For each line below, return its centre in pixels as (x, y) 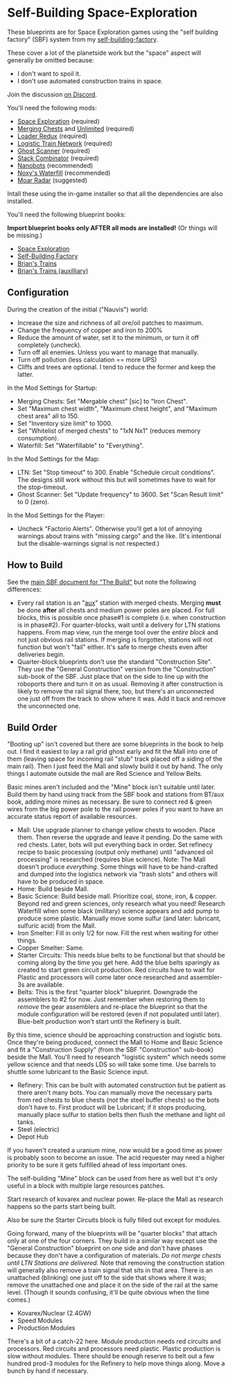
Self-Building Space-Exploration (102, 13)
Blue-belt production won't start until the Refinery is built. (99, 1021)
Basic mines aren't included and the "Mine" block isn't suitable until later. (112, 787)
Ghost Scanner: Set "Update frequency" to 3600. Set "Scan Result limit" (120, 494)
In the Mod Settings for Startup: (52, 388)
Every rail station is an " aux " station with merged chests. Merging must (119, 603)
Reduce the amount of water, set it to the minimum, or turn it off (108, 337)
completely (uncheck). (49, 345)
